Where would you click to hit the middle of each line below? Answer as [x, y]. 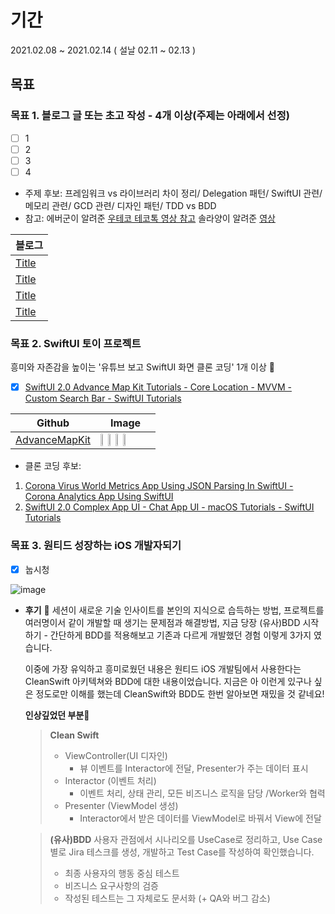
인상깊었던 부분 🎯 [57, 715]
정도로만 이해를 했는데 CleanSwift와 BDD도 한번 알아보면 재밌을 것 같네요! [180, 693]
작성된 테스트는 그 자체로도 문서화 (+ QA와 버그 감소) [167, 898]
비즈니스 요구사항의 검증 [111, 885]
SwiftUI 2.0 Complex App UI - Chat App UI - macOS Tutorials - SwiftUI [169, 507]
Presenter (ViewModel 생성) [121, 805]
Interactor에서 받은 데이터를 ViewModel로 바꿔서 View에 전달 [200, 818]
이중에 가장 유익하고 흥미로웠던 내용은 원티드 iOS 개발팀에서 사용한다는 [163, 668]
